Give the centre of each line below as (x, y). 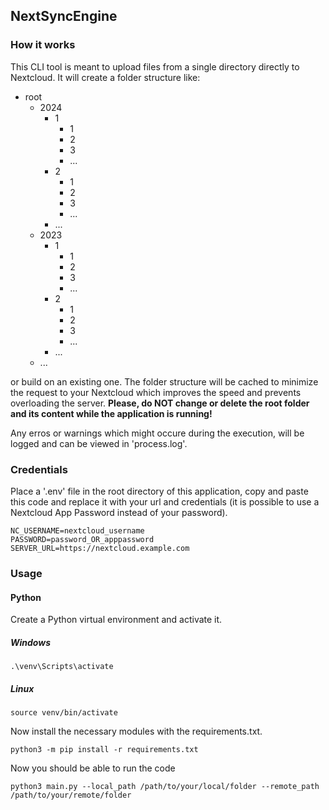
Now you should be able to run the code (93, 768)
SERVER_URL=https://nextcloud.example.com (100, 548)
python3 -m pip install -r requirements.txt (104, 750)
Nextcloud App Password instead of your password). (119, 512)
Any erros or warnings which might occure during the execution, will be (157, 433)
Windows (31, 642)
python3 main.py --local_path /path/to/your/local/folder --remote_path (165, 787)
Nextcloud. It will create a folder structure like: (105, 77)
